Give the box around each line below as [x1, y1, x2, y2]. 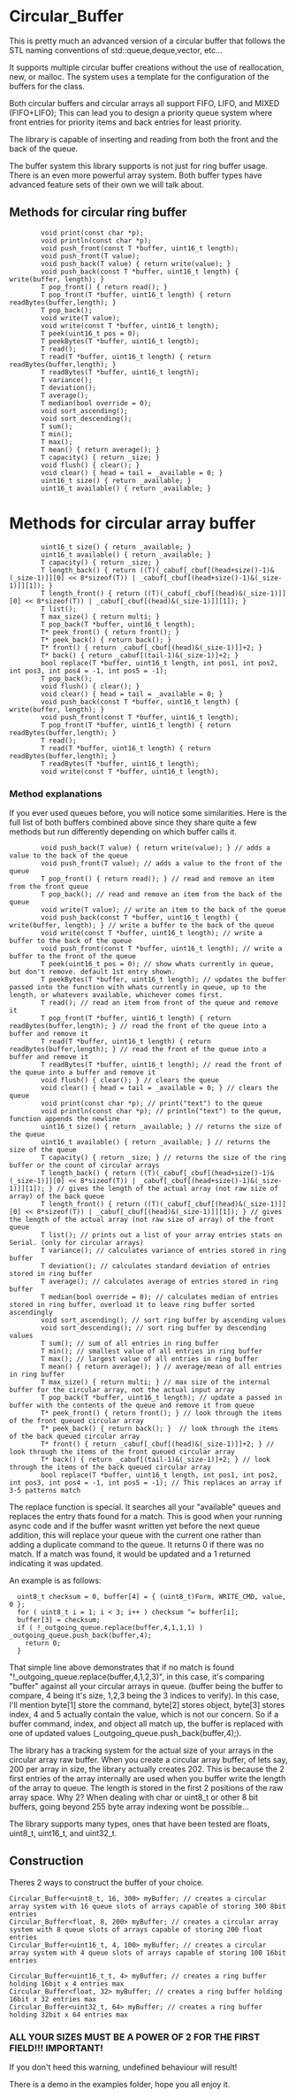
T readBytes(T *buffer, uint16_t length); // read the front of [41, 1060, 283, 1069]
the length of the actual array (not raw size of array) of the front [9, 1215, 275, 1224]
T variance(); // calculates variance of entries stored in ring [41, 1246, 287, 1255]
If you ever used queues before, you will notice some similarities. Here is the [9, 807, 287, 818]
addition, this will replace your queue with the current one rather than [9, 1529, 262, 1541]
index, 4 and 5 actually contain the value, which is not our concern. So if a [9, 1709, 279, 1719]
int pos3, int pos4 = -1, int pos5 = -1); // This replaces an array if [9, 1478, 283, 1487]
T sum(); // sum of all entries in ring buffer [41, 1339, 219, 1348]
